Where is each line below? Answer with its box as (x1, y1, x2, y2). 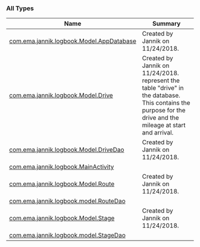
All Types (6, 4, 34, 12)
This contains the (142, 99, 190, 107)
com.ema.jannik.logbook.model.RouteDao (9, 197, 126, 205)
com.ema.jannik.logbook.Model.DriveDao (9, 146, 124, 154)
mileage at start (142, 121, 186, 129)
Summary (152, 20, 181, 28)
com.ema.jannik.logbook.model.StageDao (9, 231, 126, 239)
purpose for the (142, 106, 186, 114)
